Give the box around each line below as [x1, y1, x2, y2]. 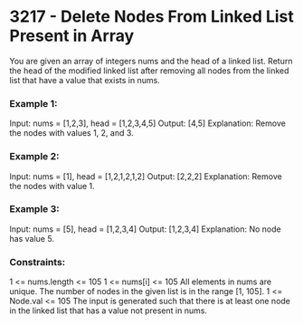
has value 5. [9, 233, 54, 244]
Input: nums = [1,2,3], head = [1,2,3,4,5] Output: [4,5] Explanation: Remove [9, 118, 287, 129]
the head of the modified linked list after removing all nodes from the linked [9, 65, 289, 76]
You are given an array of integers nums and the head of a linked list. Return [9, 55, 293, 66]
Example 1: [9, 97, 58, 110]
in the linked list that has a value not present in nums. [9, 305, 208, 316]
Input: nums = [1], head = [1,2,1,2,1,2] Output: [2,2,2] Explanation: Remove [9, 170, 282, 182]
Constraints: [9, 255, 66, 268]
